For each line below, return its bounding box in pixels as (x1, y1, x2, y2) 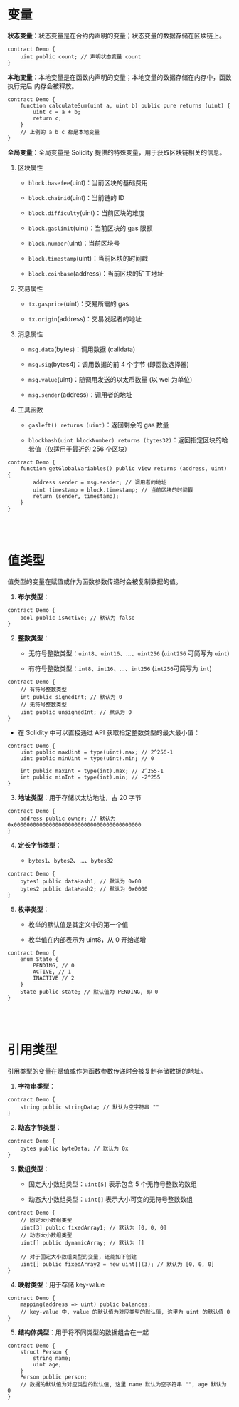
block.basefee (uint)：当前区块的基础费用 (28, 178, 148, 187)
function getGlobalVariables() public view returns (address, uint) (20, 464, 228, 472)
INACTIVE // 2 (33, 974, 75, 982)
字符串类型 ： (17, 1081, 55, 1090)
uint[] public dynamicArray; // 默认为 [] (20, 1239, 144, 1247)
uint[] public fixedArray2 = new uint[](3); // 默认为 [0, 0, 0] (20, 1260, 215, 1268)
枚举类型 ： (17, 905, 50, 913)
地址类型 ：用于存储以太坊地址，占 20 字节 (17, 793, 142, 801)
